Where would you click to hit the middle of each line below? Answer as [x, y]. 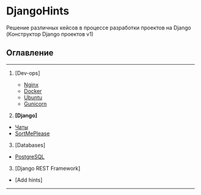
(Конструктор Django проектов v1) [50, 34]
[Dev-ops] [28, 73]
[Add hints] [29, 180]
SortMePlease [32, 133]
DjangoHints [38, 11]
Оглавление [30, 53]
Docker [33, 91]
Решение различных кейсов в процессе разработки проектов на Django [99, 28]
